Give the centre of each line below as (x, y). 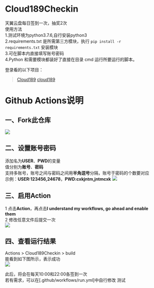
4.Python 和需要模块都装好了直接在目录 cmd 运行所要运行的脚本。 (71, 59)
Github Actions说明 (44, 101)
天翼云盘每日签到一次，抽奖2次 (36, 23)
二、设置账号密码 (31, 148)
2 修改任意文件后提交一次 (30, 220)
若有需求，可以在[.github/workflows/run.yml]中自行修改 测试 (65, 280)
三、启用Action (28, 196)
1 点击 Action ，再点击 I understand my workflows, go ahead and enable (77, 208)
